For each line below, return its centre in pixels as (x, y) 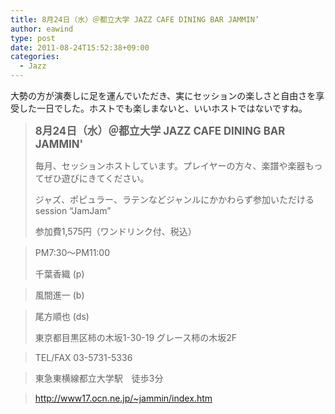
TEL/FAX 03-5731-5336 (83, 357)
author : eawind (42, 29)
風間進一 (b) (59, 295)
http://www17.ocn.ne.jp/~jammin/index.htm (123, 398)
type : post (33, 38)
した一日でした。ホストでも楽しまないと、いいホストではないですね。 (163, 108)
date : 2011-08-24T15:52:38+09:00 (80, 47)
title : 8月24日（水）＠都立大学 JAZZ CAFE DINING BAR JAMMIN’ (135, 19)
